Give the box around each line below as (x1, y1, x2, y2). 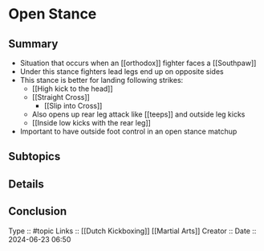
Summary (8, 37, 59, 51)
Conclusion (8, 204, 67, 218)
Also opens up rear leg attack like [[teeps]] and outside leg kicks (31, 109, 246, 119)
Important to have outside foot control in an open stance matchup (19, 126, 238, 136)
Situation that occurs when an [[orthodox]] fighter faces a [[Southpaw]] (19, 58, 257, 68)
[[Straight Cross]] (31, 93, 90, 101)
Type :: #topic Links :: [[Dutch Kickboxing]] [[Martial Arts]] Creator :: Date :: (8, 226, 257, 236)
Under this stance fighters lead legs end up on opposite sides (19, 67, 224, 76)
